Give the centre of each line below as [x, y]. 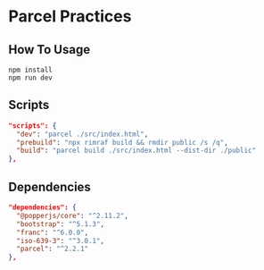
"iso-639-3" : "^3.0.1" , [60, 240]
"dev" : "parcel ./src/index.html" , [82, 134]
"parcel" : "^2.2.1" [53, 249]
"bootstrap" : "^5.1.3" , [60, 224]
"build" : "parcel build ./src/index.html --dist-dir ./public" [136, 151]
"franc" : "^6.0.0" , [53, 232]
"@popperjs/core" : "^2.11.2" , [72, 215]
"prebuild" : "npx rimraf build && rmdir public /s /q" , [122, 142]
